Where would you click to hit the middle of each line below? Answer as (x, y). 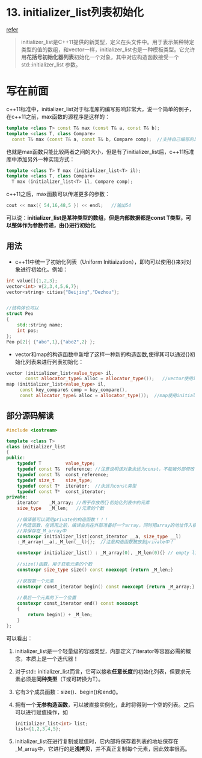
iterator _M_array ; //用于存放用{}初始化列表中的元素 (84, 503)
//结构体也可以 (23, 308)
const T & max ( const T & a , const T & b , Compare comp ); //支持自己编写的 (103, 139)
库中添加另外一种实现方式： (41, 159)
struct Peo (20, 314)
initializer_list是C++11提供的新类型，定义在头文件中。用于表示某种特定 (108, 42)
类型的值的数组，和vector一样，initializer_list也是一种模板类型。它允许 (108, 49)
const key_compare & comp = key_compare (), (74, 390)
